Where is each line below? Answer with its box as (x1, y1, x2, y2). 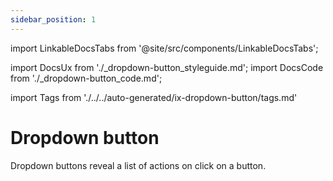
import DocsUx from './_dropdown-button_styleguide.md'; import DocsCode (10, 61, 324, 73)
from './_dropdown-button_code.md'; (10, 72, 163, 84)
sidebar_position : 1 (10, 14, 97, 25)
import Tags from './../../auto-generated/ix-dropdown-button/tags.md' (10, 91, 298, 103)
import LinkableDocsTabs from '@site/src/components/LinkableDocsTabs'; (10, 42, 319, 54)
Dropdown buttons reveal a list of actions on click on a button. (10, 159, 267, 171)
